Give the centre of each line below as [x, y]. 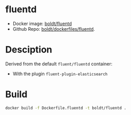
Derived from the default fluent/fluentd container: [59, 64]
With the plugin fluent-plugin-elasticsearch [60, 74]
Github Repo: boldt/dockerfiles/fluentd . [54, 29]
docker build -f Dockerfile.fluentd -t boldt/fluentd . [66, 108]
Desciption [29, 50]
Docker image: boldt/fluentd [42, 24]
